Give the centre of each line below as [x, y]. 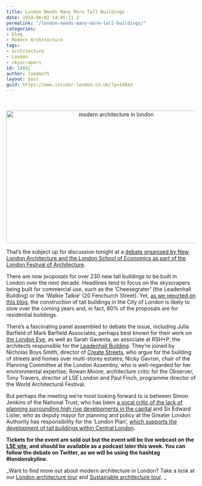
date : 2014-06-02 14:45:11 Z [43, 18]
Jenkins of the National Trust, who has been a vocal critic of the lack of [94, 402]
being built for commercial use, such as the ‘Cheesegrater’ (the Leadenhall [99, 289]
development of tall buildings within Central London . [71, 428]
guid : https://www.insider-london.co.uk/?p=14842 [70, 85]
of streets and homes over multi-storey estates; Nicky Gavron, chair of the [98, 359]
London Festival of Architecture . [46, 264]
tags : [13, 46]
